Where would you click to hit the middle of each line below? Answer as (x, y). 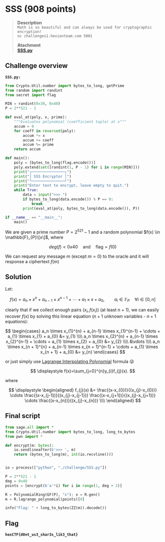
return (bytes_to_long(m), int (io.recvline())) (64, 454)
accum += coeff (38, 140)
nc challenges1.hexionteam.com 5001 (55, 36)
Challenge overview (36, 66)
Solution (18, 277)
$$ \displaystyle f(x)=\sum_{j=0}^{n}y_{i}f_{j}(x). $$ (83, 371)
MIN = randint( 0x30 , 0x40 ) (33, 104)
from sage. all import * (30, 427)
